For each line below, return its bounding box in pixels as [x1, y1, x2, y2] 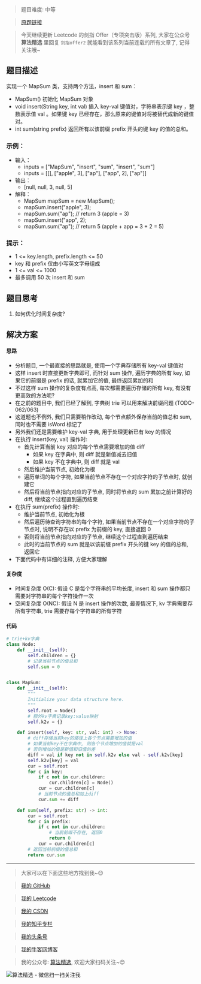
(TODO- [175, 399, 194, 407]
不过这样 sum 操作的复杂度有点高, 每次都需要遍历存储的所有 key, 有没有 [14, 384, 191, 392]
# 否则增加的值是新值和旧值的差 [28, 747, 96, 753]
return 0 [48, 835, 71, 841]
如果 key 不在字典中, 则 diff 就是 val [32, 458, 120, 465]
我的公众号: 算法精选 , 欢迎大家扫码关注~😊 [20, 958, 126, 965]
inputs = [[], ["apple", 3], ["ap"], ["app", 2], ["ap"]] [23, 170, 147, 177]
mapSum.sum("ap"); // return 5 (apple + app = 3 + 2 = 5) [23, 223, 165, 230]
